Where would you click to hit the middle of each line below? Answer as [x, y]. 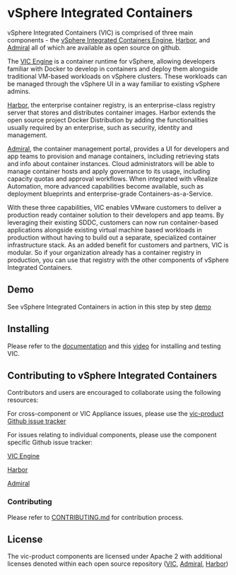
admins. [19, 91]
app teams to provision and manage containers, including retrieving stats [113, 156]
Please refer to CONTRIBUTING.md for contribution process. [95, 517]
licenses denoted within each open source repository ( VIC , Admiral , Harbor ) [118, 564]
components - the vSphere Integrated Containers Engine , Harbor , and [109, 40]
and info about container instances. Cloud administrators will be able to [111, 163]
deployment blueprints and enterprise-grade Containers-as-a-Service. [110, 194]
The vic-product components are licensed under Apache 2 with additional [115, 557]
